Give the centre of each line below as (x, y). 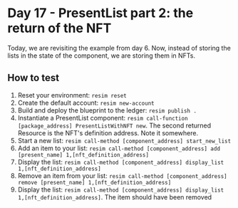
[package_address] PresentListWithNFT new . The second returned (114, 125)
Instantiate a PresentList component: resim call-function (103, 118)
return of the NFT (59, 28)
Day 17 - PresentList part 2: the (100, 13)
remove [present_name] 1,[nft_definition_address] (94, 182)
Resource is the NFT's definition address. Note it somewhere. (108, 132)
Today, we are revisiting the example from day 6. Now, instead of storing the (119, 48)
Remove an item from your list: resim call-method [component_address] (122, 175)
